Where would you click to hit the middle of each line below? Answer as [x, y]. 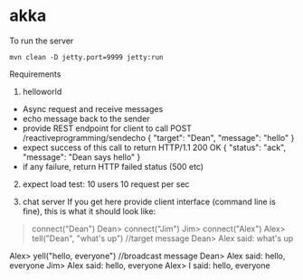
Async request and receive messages [93, 108]
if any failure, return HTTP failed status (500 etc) [113, 166]
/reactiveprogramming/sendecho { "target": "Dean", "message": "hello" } [158, 137]
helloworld [42, 91]
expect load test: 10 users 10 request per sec [106, 184]
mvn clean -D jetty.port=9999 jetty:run [87, 57]
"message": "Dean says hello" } [81, 157]
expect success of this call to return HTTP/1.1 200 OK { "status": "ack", [154, 147]
